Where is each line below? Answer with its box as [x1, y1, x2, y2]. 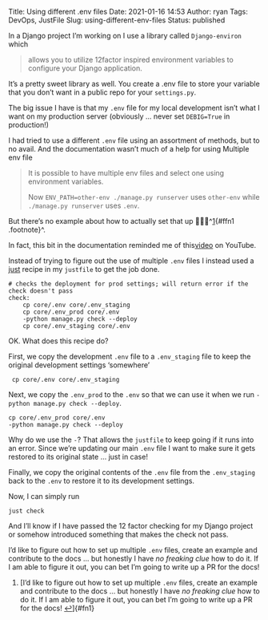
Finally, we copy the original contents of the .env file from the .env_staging [8, 468, 256, 476]
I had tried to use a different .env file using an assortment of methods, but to [8, 136, 260, 145]
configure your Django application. [27, 63, 142, 73]
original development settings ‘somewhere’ [8, 360, 150, 370]
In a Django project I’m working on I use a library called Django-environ [8, 31, 242, 40]
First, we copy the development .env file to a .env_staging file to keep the [8, 352, 251, 361]
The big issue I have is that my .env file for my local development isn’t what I [8, 103, 260, 112]
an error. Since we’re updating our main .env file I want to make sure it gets [8, 444, 256, 452]
